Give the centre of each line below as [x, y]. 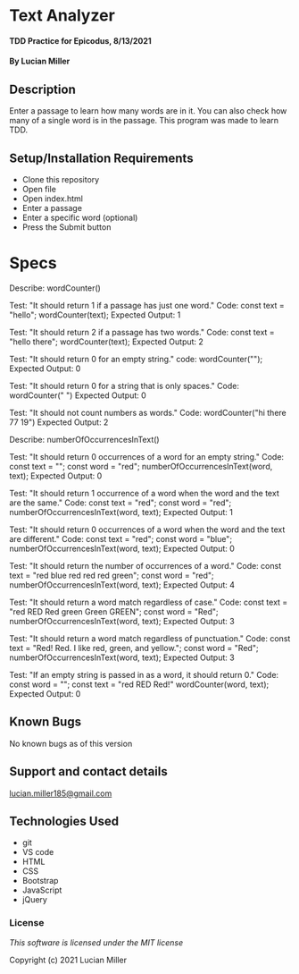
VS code [38, 852]
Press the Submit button [66, 227]
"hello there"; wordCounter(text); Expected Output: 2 [106, 342]
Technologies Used [64, 821]
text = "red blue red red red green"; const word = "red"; [112, 575]
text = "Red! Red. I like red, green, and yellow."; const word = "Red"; [134, 648]
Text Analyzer [62, 16]
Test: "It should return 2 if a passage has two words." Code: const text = [142, 332]
